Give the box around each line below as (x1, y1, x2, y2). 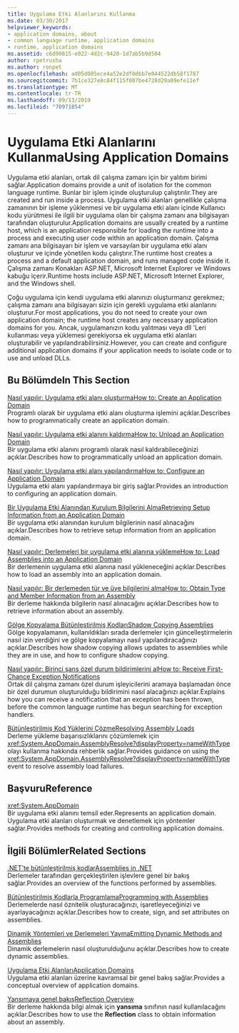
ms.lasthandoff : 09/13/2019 (7, 97, 91, 104)
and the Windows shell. (7, 279, 76, 288)
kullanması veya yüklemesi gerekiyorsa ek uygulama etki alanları (7, 331, 197, 339)
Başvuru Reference (7, 782, 93, 795)
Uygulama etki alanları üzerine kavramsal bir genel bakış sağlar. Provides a (7, 974, 225, 982)
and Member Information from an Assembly (7, 591, 136, 600)
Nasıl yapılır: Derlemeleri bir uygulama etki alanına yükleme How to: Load (7, 547, 220, 555)
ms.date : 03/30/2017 (7, 17, 69, 24)
